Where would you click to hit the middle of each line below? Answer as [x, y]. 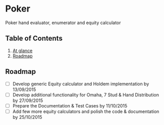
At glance [22, 50]
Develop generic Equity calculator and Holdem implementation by [81, 84]
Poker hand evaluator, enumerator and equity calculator [63, 23]
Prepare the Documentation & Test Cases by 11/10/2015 [70, 105]
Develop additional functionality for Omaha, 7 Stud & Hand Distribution [86, 95]
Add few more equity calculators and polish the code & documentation [86, 111]
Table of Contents [34, 38]
